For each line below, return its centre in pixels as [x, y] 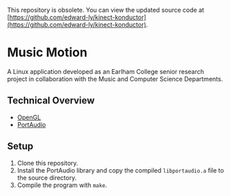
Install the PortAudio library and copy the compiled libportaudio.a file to [120, 170]
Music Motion [47, 53]
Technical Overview [51, 100]
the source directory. [47, 177]
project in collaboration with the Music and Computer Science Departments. [115, 79]
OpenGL [29, 117]
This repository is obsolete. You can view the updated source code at [106, 10]
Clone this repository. [48, 163]
